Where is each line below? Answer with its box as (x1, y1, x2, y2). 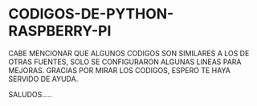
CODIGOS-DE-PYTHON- (8, 5, 174, 23)
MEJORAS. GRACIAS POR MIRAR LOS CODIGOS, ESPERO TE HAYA (8, 65, 231, 75)
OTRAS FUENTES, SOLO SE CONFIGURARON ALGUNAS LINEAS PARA (8, 57, 243, 67)
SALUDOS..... (8, 89, 52, 99)
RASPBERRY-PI (8, 22, 112, 40)
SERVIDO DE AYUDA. (8, 74, 79, 84)
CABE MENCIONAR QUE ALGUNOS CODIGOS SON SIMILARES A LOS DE (8, 48, 250, 58)
